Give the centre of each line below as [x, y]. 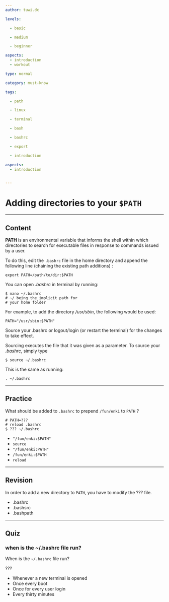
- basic [18, 28]
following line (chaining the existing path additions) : [59, 266]
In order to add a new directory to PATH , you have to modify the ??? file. [78, 492]
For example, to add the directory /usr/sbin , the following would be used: [80, 312]
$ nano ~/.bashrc [23, 294]
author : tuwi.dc [22, 10]
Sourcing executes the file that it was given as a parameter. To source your [83, 345]
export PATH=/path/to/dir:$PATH [39, 275]
